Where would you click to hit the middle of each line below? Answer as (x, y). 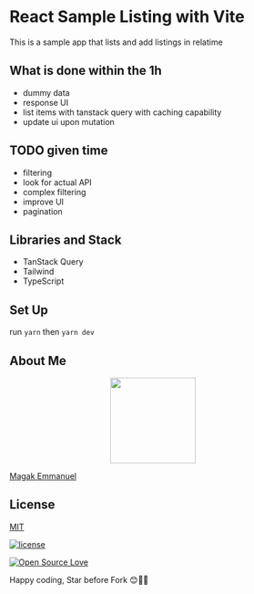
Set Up (29, 310)
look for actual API (57, 182)
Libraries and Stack (66, 240)
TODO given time (59, 151)
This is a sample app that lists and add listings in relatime (116, 42)
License (32, 505)
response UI (46, 102)
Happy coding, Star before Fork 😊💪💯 (79, 579)
